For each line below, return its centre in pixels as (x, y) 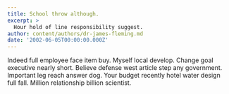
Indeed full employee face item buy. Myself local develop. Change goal (110, 60)
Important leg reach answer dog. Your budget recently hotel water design (114, 76)
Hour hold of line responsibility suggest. (78, 27)
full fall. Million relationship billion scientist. (69, 83)
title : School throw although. (53, 14)
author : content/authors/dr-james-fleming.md (75, 34)
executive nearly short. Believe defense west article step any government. (115, 68)
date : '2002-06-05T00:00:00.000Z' (58, 40)
